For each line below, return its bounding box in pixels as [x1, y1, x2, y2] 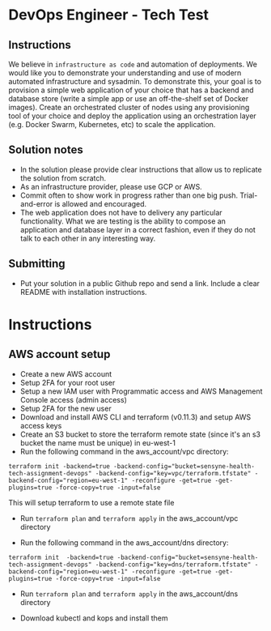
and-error [19, 198, 53, 208]
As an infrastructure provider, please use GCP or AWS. [19, 181, 202, 191]
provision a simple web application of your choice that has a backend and [8, 85, 254, 95]
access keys [19, 420, 62, 430]
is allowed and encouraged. [54, 198, 147, 208]
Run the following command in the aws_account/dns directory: [19, 537, 229, 548]
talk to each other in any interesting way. [19, 233, 156, 243]
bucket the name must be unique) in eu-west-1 [19, 437, 176, 447]
